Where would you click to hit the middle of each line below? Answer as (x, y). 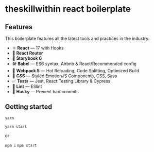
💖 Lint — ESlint (27, 86)
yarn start (16, 127)
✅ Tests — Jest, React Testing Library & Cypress (61, 81)
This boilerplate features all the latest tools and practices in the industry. (77, 38)
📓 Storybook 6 (27, 58)
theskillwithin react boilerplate (68, 9)
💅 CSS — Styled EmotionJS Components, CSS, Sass (65, 76)
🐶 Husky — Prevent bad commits (45, 92)
